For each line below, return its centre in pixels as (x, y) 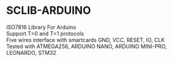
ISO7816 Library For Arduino (41, 27)
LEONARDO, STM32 (31, 52)
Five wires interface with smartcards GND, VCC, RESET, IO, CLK (86, 40)
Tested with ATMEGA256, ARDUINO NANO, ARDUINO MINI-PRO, (86, 46)
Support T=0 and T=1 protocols (45, 33)
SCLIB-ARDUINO (49, 11)
